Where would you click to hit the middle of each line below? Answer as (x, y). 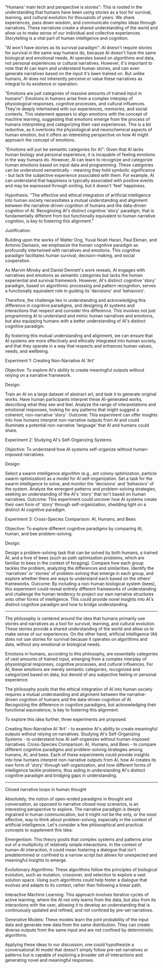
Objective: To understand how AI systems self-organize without (69, 449)
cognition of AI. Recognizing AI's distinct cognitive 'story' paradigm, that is (80, 211)
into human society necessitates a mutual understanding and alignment (76, 200)
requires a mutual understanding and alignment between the (65, 694)
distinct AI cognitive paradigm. (36, 510)
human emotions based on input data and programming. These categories (79, 165)
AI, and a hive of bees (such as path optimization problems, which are (75, 558)
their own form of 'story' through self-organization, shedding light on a (76, 504)
